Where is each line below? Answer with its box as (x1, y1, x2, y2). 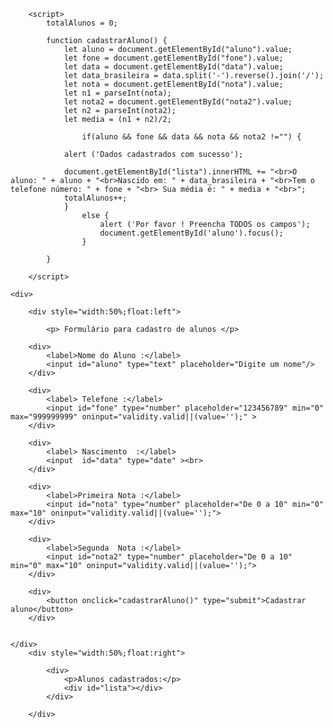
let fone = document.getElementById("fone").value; (63, 53, 284, 63)
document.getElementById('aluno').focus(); (99, 228, 284, 238)
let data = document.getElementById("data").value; (63, 62, 284, 72)
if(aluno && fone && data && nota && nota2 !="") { (81, 132, 302, 142)
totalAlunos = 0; (46, 18, 118, 28)
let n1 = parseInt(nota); (63, 88, 172, 98)
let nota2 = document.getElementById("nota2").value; (63, 97, 293, 107)
